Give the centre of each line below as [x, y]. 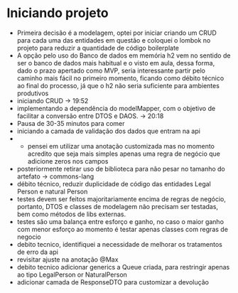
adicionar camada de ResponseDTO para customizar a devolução [113, 282]
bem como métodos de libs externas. [71, 214]
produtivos [33, 93]
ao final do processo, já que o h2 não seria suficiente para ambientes [118, 85]
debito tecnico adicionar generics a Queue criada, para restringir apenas [123, 267]
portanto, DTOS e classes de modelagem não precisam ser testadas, [117, 206]
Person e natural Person [52, 191]
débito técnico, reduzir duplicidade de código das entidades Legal [114, 183]
